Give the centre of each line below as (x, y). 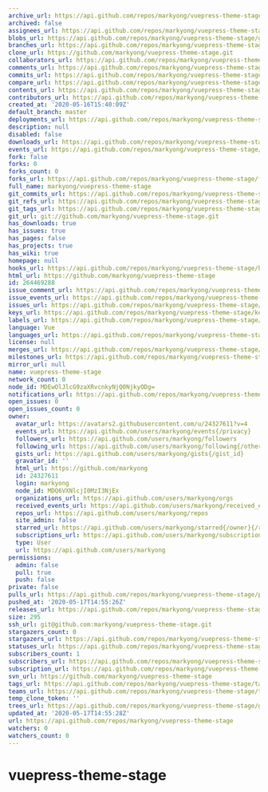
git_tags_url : (32, 208)
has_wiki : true (33, 253)
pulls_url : (26, 595)
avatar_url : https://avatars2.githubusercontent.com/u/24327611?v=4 (132, 424)
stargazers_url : (35, 640)
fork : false (28, 156)
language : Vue (32, 327)
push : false (35, 580)
